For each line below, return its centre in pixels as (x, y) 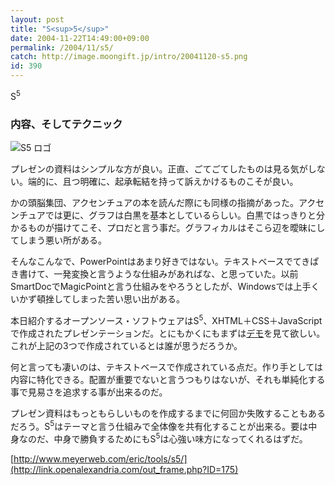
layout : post (37, 19)
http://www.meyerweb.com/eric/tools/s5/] (100, 458)
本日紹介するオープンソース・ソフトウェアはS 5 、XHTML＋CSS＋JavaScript (166, 319)
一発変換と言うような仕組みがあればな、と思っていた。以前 (176, 273)
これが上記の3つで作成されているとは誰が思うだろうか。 (126, 345)
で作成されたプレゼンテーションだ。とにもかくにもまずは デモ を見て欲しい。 (168, 333)
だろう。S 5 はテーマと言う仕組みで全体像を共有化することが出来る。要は (159, 425)
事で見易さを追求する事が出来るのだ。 (89, 392)
